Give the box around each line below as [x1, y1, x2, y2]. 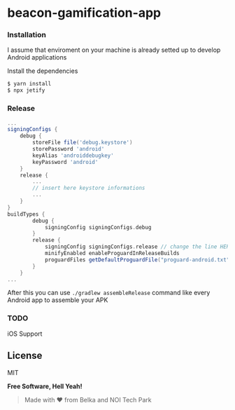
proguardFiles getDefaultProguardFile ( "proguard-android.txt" [44, 256, 230, 264]
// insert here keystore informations [32, 184, 145, 192]
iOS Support [7, 329, 43, 338]
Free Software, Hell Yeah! [7, 382, 83, 390]
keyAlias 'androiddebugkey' [32, 152, 114, 159]
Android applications [7, 53, 67, 62]
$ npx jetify [7, 87, 45, 94]
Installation [7, 30, 47, 40]
